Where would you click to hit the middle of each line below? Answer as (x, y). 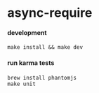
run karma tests (31, 63)
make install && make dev (45, 48)
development (27, 32)
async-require (50, 13)
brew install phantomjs (42, 78)
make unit (22, 84)
